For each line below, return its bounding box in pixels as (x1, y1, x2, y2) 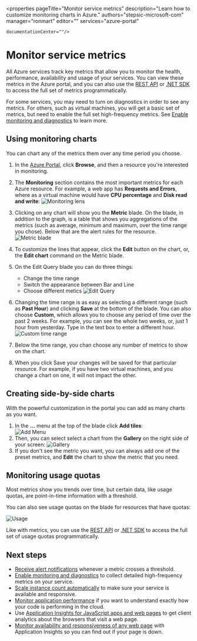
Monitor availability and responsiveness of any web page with (14, 622, 165, 629)
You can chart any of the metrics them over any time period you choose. (6, 150, 182, 157)
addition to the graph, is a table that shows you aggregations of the (14, 215, 178, 222)
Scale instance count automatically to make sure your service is (14, 584, 169, 591)
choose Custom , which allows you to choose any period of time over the (14, 311, 191, 318)
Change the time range (23, 274, 79, 282)
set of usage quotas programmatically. (6, 533, 100, 540)
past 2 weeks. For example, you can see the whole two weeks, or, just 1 (14, 317, 188, 324)
